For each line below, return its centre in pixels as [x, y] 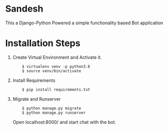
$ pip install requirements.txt [56, 90]
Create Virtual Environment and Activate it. [57, 57]
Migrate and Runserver [37, 99]
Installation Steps [43, 43]
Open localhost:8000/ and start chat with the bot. [64, 122]
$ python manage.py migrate [52, 108]
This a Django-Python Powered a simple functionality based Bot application [84, 23]
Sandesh [24, 9]
